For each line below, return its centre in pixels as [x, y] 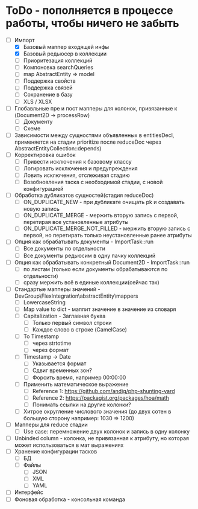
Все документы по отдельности [64, 249]
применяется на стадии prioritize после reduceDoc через [88, 142]
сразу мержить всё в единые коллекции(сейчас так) [91, 282]
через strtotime [52, 343]
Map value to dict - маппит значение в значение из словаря [100, 309]
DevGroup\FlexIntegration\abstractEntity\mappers [76, 296]
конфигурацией [43, 189]
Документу [38, 121]
